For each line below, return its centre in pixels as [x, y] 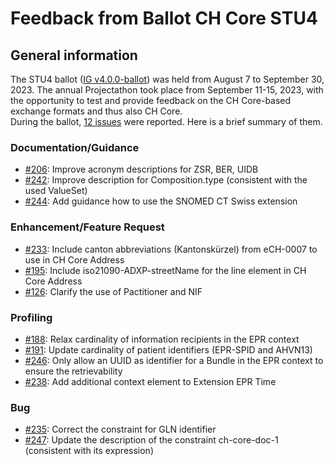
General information [74, 55]
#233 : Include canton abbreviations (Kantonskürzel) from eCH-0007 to [171, 249]
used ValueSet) [56, 191]
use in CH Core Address [74, 259]
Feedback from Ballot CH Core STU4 [164, 18]
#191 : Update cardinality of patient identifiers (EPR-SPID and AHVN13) [168, 349]
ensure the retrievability [73, 371]
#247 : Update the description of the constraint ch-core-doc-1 [151, 440]
